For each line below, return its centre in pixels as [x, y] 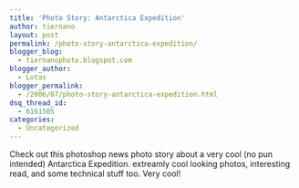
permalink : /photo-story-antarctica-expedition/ [103, 43]
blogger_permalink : [46, 86]
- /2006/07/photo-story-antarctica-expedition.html [118, 94]
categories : [32, 120]
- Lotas [32, 78]
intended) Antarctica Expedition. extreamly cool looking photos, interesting [149, 164]
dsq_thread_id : [38, 103]
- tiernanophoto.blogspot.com [75, 60]
